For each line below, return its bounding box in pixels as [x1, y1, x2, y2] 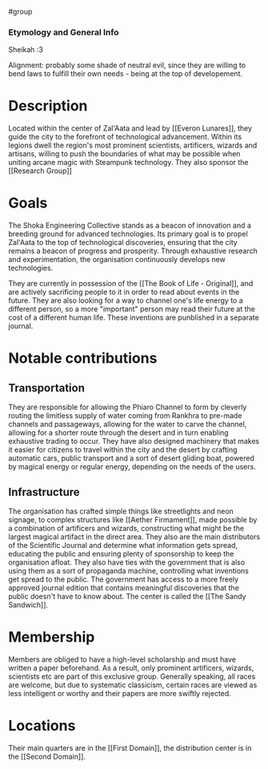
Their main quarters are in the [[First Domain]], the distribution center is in [8, 743, 252, 752]
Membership [8, 628, 95, 646]
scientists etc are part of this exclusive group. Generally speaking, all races [8, 671, 256, 681]
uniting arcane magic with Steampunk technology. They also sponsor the [8, 158, 250, 167]
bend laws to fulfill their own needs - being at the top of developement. [8, 69, 242, 79]
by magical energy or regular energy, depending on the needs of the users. [8, 462, 256, 472]
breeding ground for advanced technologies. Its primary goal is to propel [8, 229, 248, 239]
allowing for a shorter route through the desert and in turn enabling [8, 428, 230, 437]
